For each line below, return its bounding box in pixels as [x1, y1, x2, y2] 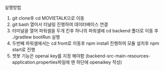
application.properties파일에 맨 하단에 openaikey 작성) [12, 59, 122, 65]
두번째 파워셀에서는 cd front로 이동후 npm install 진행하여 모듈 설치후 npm [12, 40, 159, 46]
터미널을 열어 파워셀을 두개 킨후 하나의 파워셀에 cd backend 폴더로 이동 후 [12, 28, 159, 34]
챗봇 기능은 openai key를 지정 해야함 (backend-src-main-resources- [12, 53, 150, 59]
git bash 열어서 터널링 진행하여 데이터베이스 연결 [12, 22, 109, 27]
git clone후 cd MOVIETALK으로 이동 [12, 15, 85, 21]
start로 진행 [12, 47, 36, 52]
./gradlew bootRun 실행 [12, 34, 60, 40]
